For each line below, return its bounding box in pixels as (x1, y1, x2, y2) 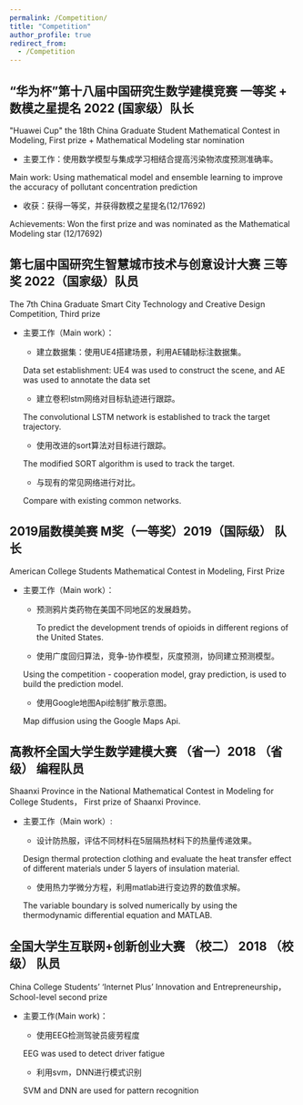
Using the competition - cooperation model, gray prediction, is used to (22, 669, 287, 680)
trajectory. (22, 421, 62, 432)
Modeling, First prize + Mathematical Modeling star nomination (9, 134, 245, 146)
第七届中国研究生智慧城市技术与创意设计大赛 (9, 257, 261, 272)
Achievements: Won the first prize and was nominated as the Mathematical (9, 218, 290, 229)
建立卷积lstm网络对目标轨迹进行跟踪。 (35, 393, 180, 404)
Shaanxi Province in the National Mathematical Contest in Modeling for (9, 785, 275, 797)
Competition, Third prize (9, 308, 101, 319)
